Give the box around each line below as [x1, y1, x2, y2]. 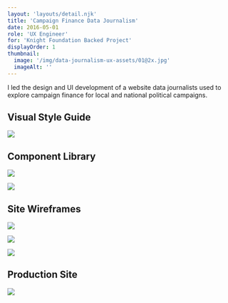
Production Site [7, 269, 78, 281]
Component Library [7, 150, 96, 163]
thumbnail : [7, 51, 40, 58]
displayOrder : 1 [7, 43, 56, 51]
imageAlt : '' [14, 63, 53, 71]
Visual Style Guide [7, 111, 91, 123]
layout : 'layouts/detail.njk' [7, 10, 98, 18]
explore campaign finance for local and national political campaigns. [7, 91, 208, 99]
